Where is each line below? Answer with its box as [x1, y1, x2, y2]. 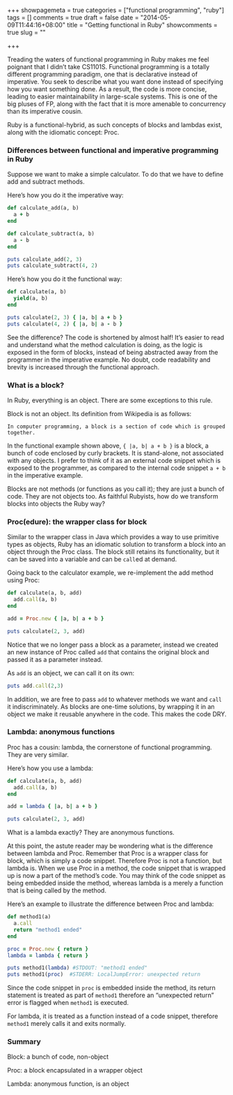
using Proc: [7, 576, 40, 585]
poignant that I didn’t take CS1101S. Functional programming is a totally [7, 63, 210, 71]
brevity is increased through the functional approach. [7, 362, 160, 371]
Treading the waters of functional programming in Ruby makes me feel [7, 55, 210, 64]
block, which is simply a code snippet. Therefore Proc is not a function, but [7, 857, 223, 865]
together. [7, 429, 36, 436]
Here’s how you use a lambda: [7, 764, 94, 772]
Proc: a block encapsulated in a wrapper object [7, 1066, 143, 1075]
